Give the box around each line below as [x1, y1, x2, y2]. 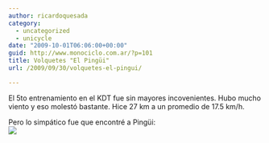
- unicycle [15, 34, 52, 43]
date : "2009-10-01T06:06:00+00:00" [8, 42, 128, 50]
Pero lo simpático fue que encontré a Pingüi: [8, 117, 156, 127]
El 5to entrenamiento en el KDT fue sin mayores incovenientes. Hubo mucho [8, 93, 262, 103]
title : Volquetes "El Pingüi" [8, 57, 110, 65]
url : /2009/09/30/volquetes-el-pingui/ [8, 64, 143, 72]
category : [8, 19, 42, 27]
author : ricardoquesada [8, 11, 89, 20]
